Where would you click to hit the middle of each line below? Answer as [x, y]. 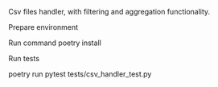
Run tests [24, 58]
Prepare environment [43, 27]
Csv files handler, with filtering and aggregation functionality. [109, 12]
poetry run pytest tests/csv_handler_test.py [80, 74]
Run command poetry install [55, 43]
